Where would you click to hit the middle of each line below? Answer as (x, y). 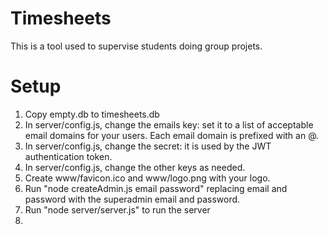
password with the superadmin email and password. (132, 199)
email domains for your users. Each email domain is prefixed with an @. (172, 135)
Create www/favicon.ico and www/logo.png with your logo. (147, 178)
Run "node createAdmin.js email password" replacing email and (156, 188)
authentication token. (68, 156)
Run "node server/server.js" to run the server (117, 209)
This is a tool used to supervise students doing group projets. (136, 46)
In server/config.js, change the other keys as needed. (135, 167)
